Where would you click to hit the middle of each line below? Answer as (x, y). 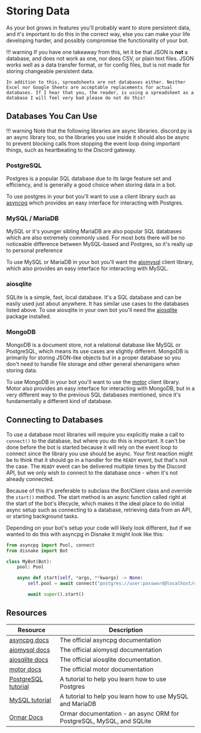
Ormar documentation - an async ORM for (119, 713)
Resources (27, 613)
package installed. (29, 316)
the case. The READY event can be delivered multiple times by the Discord (96, 466)
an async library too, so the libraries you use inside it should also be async (98, 137)
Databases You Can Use (52, 116)
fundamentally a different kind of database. (59, 401)
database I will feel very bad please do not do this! (76, 98)
